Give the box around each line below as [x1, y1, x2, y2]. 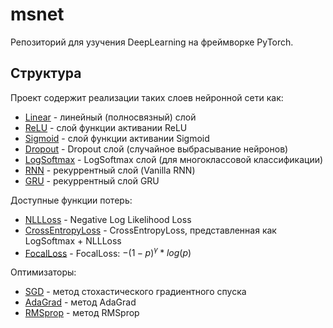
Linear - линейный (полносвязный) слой [24, 111, 197, 123]
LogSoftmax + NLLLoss [24, 234, 122, 247]
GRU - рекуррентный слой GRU [24, 174, 160, 187]
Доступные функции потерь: [10, 194, 133, 206]
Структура [10, 65, 82, 82]
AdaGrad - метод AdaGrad [24, 296, 137, 308]
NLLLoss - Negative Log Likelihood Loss [24, 213, 192, 225]
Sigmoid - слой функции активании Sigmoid [24, 132, 210, 144]
